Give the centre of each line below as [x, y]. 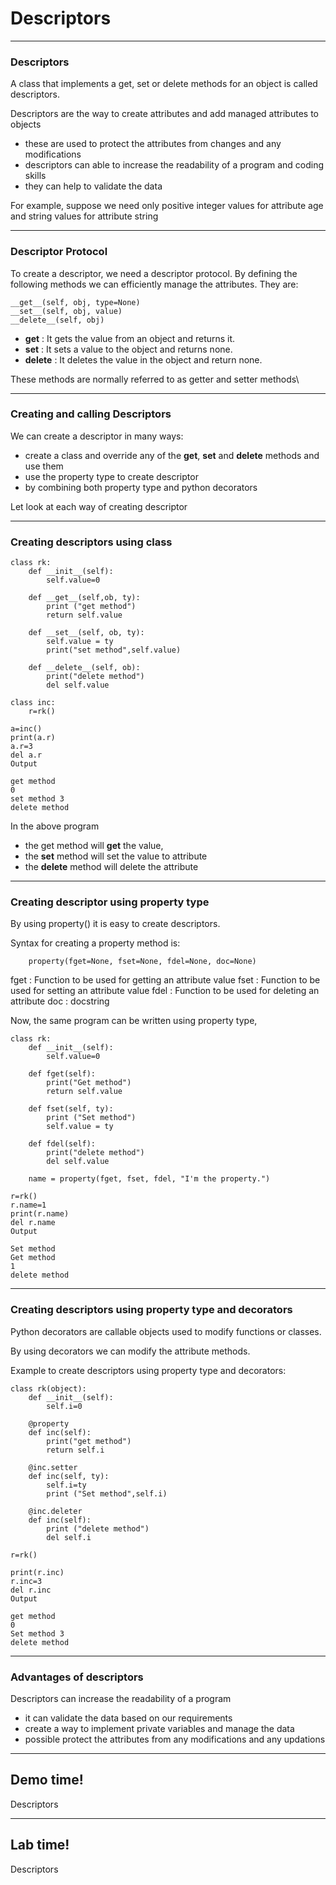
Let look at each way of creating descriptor [99, 506]
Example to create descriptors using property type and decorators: [148, 1370]
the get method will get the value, [94, 846]
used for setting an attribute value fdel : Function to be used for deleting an [165, 991]
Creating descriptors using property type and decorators [151, 1310]
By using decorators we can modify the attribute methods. [130, 1351]
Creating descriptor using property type [110, 902]
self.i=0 [64, 1406]
